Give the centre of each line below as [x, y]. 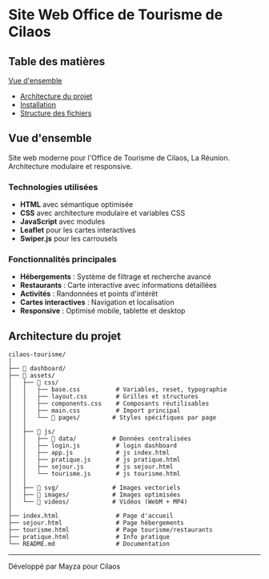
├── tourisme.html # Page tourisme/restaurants [111, 530]
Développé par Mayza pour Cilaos [64, 566]
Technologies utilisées [53, 187]
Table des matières [57, 61]
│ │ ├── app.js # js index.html [89, 453]
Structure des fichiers [56, 113]
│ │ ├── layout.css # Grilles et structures [103, 397]
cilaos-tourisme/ [37, 354]
